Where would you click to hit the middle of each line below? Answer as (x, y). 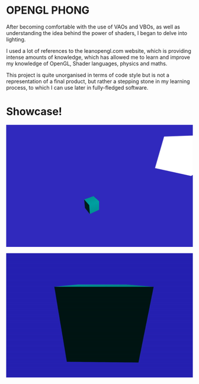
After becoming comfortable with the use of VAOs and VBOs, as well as (93, 27)
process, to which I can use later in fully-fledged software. (77, 87)
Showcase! (34, 112)
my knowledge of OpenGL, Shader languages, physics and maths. (87, 64)
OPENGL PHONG (48, 10)
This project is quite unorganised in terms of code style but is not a (88, 75)
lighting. (16, 39)
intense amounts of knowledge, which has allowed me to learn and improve (98, 57)
